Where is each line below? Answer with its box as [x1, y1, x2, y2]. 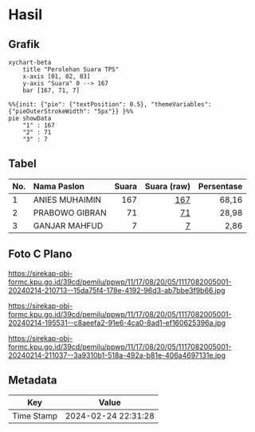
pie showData [8, 114, 52, 122]
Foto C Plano [8, 248, 73, 261]
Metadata [8, 374, 57, 387]
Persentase [198, 180, 243, 192]
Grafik [8, 38, 40, 51]
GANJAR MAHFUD [33, 220, 104, 231]
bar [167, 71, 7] [22, 86, 80, 94]
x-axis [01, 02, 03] [22, 73, 91, 81]
